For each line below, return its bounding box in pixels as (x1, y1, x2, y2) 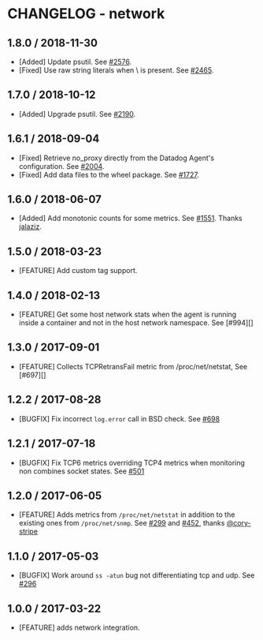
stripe (18, 526, 39, 537)
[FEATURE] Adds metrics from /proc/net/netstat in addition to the (18, 510, 235, 519)
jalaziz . (18, 222, 43, 231)
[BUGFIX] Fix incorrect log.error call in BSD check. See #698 (18, 414, 220, 423)
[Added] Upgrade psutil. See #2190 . (18, 109, 135, 118)
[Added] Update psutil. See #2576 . (18, 57, 131, 66)
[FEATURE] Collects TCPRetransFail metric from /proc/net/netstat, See (18, 361, 248, 371)
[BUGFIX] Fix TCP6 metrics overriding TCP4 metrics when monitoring (18, 458, 246, 467)
